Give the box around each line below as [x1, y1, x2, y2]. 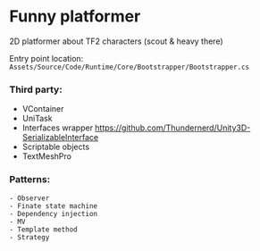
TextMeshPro [21, 151, 71, 162]
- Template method [9, 225, 78, 234]
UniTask [21, 113, 53, 124]
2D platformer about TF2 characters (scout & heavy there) [9, 36, 223, 46]
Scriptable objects [21, 141, 90, 153]
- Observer [9, 194, 50, 203]
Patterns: [9, 173, 51, 186]
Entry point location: [9, 53, 84, 63]
